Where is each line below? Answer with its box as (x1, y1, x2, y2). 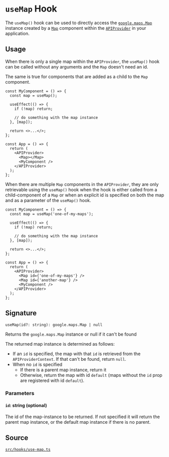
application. (5, 30, 30, 36)
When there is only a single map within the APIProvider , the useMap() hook (5, 58, 160, 64)
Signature (5, 309, 37, 317)
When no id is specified (12, 361, 63, 367)
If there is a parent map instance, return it (20, 366, 107, 373)
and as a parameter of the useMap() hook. (5, 197, 92, 203)
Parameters (5, 390, 34, 397)
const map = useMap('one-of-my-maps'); (10, 211, 94, 217)
